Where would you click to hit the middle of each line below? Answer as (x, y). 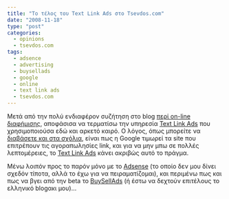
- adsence (27, 59)
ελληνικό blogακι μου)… (42, 188)
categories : (24, 33)
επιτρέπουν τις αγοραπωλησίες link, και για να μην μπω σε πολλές (103, 146)
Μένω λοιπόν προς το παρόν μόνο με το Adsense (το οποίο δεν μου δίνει (112, 166)
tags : (15, 52)
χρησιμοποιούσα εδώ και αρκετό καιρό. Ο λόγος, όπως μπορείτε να (104, 131)
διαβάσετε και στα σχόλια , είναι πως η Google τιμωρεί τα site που (101, 138)
